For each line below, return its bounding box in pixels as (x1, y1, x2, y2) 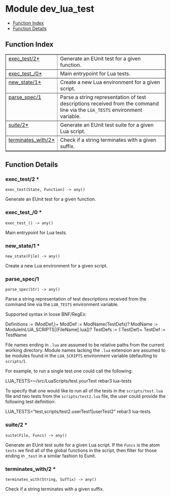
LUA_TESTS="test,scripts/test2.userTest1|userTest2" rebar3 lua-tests (5, 409, 151, 415)
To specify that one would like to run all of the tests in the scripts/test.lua (5, 388, 163, 394)
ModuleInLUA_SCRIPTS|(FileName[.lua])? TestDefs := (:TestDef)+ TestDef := (5, 327, 166, 333)
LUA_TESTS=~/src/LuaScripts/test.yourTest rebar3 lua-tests (5, 378, 132, 384)
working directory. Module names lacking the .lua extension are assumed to (5, 347, 166, 354)
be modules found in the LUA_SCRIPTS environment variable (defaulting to (5, 353, 158, 359)
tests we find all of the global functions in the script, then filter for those (5, 447, 157, 453)
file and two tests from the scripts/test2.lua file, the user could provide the (5, 393, 166, 400)
